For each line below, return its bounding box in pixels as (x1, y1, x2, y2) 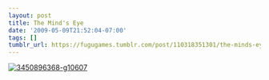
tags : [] (8, 33, 38, 42)
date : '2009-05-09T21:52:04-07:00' (8, 26, 127, 34)
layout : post (8, 11, 52, 20)
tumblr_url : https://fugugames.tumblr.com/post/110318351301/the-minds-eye (8, 41, 267, 49)
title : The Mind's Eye (8, 19, 84, 27)
